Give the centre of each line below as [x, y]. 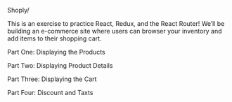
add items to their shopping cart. [54, 38]
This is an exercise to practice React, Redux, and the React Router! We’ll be [116, 23]
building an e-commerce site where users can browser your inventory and [115, 31]
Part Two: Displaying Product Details [60, 65]
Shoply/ [18, 10]
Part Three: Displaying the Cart [52, 79]
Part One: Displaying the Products [56, 52]
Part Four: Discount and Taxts [50, 93]
